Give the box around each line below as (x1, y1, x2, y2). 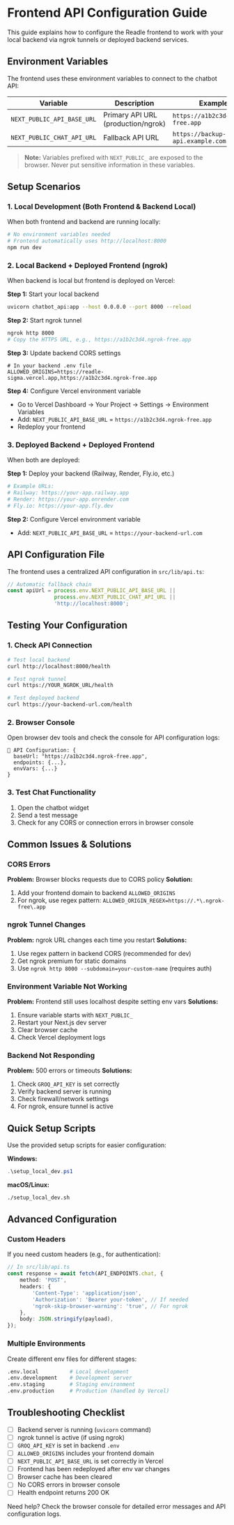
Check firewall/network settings (17, 1095, 109, 1103)
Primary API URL (103, 110, 158, 119)
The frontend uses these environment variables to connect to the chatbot (7, 74, 217, 82)
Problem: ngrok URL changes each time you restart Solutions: (7, 936, 187, 944)
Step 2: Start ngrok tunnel (7, 316, 82, 325)
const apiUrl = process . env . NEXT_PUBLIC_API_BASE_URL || (7, 587, 176, 594)
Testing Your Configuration (7, 619, 127, 631)
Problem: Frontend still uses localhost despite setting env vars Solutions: (7, 997, 219, 1005)
